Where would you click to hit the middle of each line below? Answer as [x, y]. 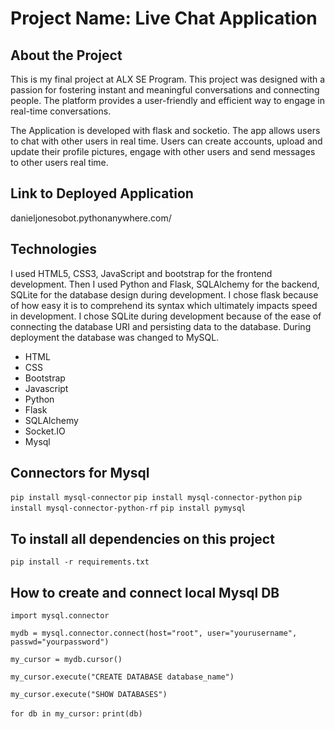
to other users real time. [59, 162]
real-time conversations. [61, 111]
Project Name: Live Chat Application [164, 18]
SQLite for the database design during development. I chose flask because [164, 294]
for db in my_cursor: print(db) [76, 714]
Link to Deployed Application [102, 193]
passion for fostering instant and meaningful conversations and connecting [165, 90]
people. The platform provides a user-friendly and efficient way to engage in [167, 100]
